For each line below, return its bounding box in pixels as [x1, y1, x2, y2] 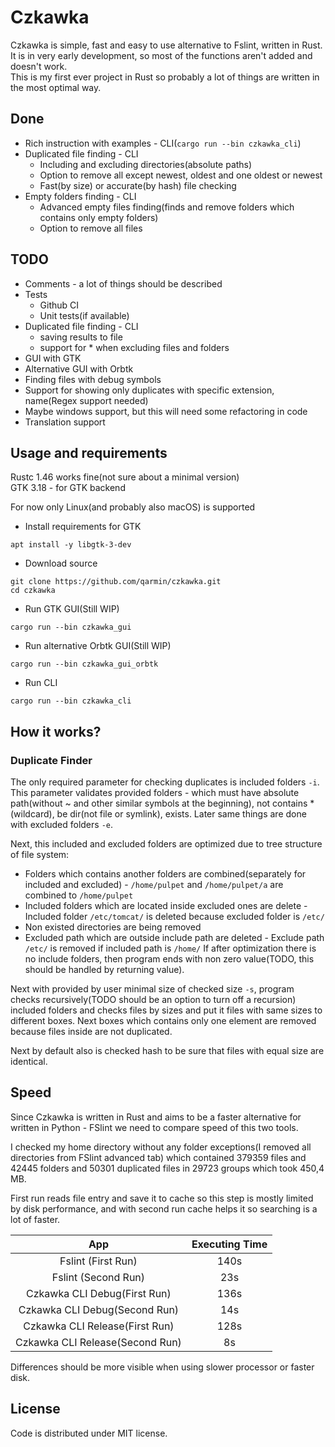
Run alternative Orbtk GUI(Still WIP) [24, 640, 172, 652]
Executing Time [191, 1237, 268, 1251]
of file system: [10, 849, 70, 861]
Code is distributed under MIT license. [10, 1427, 168, 1439]
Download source [24, 557, 98, 570]
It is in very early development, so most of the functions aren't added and [10, 49, 313, 61]
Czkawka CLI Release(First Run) [23, 1319, 175, 1333]
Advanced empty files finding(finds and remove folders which [39, 201, 295, 213]
